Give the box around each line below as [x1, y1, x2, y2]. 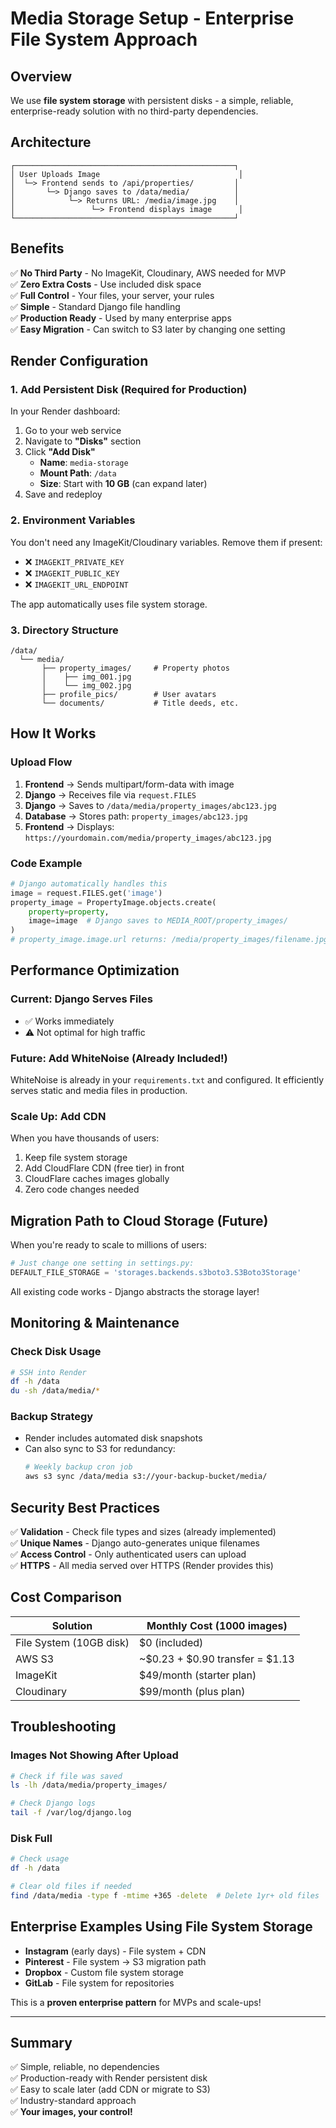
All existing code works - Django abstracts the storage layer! [10, 1285, 260, 1297]
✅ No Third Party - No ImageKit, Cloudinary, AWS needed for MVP [10, 267, 287, 279]
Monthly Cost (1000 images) [146, 1618, 288, 1632]
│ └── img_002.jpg [41, 680, 132, 691]
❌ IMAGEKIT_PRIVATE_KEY [24, 555, 125, 567]
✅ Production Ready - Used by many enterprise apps [10, 312, 232, 324]
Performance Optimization [10, 962, 180, 979]
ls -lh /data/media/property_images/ [10, 1780, 168, 1791]
